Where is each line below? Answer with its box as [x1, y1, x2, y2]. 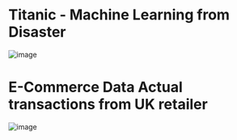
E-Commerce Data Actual [8, 78, 184, 96]
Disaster [8, 23, 66, 41]
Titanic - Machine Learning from [8, 6, 231, 24]
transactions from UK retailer [8, 95, 208, 114]
